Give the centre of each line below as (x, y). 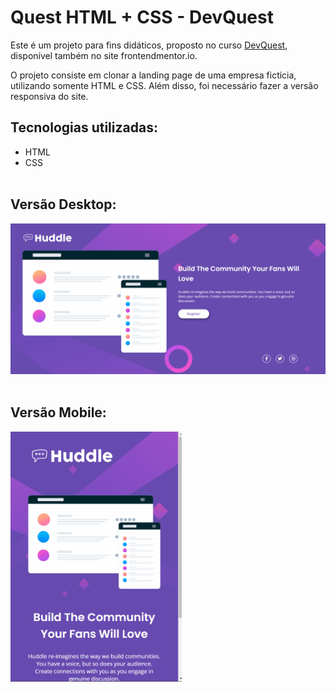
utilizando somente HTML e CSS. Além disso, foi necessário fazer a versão (164, 85)
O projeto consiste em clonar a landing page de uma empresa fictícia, (153, 75)
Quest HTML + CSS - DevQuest (142, 17)
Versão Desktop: (63, 204)
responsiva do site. (49, 96)
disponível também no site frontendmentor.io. (104, 55)
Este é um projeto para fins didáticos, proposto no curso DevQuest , (149, 45)
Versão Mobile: (58, 412)
